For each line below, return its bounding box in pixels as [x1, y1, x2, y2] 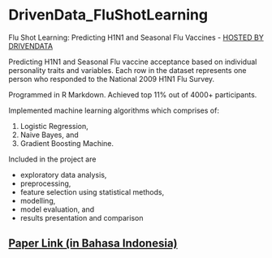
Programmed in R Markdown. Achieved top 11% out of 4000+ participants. [8, 89, 257, 99]
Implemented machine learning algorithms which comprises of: [8, 105, 219, 115]
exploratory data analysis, [19, 170, 107, 179]
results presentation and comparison [19, 213, 144, 222]
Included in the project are [8, 154, 97, 164]
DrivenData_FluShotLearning [8, 6, 209, 24]
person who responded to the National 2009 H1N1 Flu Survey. [8, 74, 215, 84]
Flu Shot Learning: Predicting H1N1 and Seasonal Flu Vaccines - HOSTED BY [8, 32, 264, 42]
